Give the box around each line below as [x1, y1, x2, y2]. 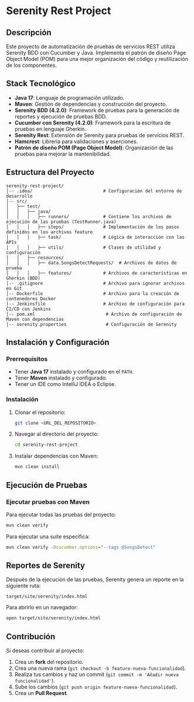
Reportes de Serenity [6, 561, 85, 571]
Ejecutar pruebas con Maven [6, 497, 90, 506]
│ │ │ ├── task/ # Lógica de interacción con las [6, 234, 185, 240]
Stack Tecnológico [6, 79, 76, 89]
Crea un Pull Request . [14, 690, 69, 697]
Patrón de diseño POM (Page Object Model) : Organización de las [14, 144, 174, 151]
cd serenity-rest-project [14, 442, 78, 448]
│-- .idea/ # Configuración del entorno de [6, 188, 182, 194]
